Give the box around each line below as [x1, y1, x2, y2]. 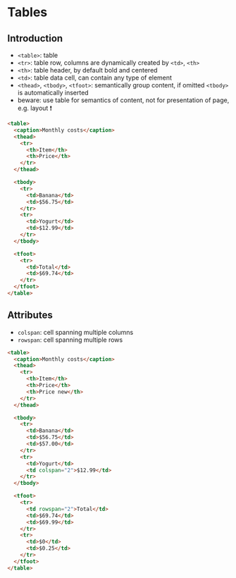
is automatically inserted [17, 89, 89, 97]
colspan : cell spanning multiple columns [17, 328, 134, 336]
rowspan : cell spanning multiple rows [17, 336, 123, 344]
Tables [7, 4, 48, 20]
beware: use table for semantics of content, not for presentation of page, [17, 96, 230, 104]
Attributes [7, 309, 53, 321]
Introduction [7, 32, 63, 44]
